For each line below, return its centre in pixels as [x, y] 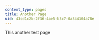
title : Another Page [26, 14]
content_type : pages [26, 10]
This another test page [28, 33]
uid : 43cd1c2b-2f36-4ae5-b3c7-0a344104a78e [50, 19]
